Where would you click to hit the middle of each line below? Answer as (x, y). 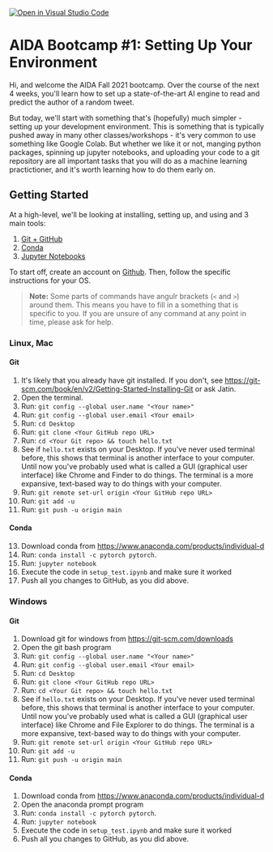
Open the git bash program (66, 648)
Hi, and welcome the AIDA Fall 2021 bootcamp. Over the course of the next (134, 84)
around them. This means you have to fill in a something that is (134, 305)
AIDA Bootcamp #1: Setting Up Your (131, 45)
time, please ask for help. (71, 322)
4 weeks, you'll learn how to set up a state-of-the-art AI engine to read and (134, 93)
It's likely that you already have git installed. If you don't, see (122, 380)
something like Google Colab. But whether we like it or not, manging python (135, 143)
